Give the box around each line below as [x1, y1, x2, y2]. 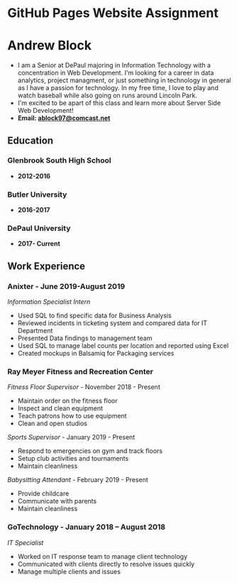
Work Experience [7, 260, 86, 272]
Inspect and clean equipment [17, 404, 104, 413]
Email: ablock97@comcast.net [17, 114, 111, 122]
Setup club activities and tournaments [17, 454, 129, 463]
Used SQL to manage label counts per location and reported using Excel [17, 342, 229, 350]
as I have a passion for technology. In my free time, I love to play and [17, 84, 219, 92]
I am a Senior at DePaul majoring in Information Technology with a [17, 61, 211, 70]
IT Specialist [7, 538, 44, 547]
